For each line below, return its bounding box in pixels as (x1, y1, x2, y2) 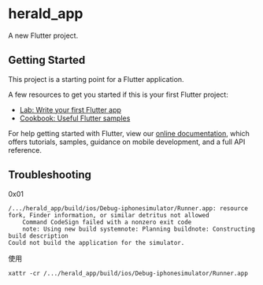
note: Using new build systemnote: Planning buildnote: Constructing (22, 225, 256, 233)
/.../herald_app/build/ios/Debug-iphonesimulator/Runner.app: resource (8, 204, 248, 213)
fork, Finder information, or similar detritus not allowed (8, 211, 210, 219)
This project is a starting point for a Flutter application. (8, 74, 184, 83)
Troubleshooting (8, 168, 92, 182)
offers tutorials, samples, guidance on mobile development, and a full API (8, 137, 246, 146)
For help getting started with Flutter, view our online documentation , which (8, 128, 250, 138)
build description (8, 231, 69, 240)
